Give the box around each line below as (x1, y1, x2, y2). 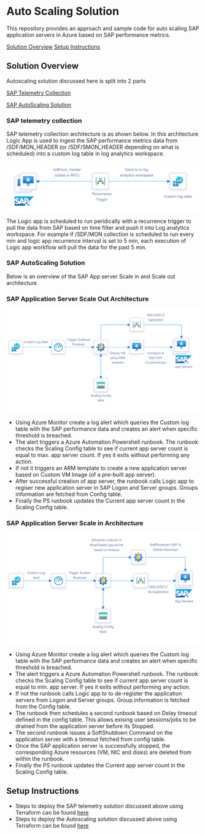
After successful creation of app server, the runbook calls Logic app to (15, 477, 195, 485)
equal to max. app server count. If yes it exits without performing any (15, 452, 190, 459)
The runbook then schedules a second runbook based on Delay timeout (15, 710, 198, 717)
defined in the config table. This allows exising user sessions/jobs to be (15, 716, 196, 723)
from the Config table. (15, 703, 72, 710)
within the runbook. (15, 755, 64, 762)
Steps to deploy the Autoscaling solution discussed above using (15, 815, 177, 823)
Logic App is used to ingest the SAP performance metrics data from (6, 137, 178, 144)
